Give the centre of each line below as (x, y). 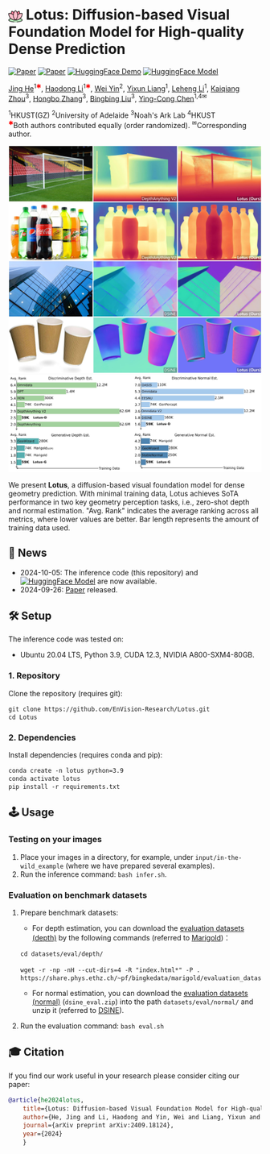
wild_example (42, 866)
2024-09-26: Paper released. (69, 589)
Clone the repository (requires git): (65, 693)
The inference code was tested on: (66, 639)
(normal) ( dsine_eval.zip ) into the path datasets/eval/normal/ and (143, 1002)
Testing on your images (55, 840)
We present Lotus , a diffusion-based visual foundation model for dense (127, 484)
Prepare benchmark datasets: (69, 913)
